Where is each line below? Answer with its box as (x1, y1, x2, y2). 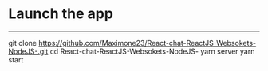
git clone (8, 38, 37, 47)
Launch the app (8, 5, 114, 23)
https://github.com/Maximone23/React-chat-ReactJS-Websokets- (38, 38, 257, 47)
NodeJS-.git (8, 47, 49, 56)
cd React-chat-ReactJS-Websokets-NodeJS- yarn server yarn (49, 47, 255, 56)
